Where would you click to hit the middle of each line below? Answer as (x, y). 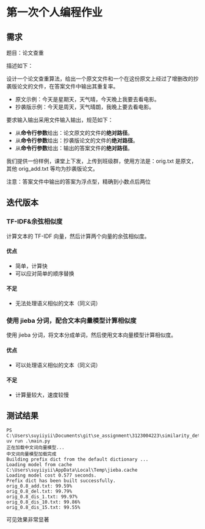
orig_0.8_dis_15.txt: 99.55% (43, 507)
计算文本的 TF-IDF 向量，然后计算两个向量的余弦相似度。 (78, 236)
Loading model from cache (39, 464)
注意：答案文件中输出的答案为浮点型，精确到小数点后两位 (78, 182)
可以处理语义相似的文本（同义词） (58, 365)
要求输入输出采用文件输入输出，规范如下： (60, 120)
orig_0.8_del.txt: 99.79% (39, 491)
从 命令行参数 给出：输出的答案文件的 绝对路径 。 (74, 148)
